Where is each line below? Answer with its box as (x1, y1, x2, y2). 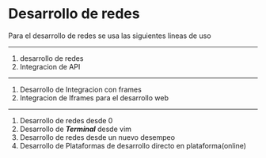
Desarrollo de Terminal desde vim (19, 124, 132, 134)
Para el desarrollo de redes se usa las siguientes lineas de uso (8, 31, 211, 40)
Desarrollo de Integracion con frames (19, 85, 142, 94)
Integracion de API (19, 62, 81, 71)
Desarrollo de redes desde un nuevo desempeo (19, 132, 176, 142)
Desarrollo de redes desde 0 (19, 115, 113, 125)
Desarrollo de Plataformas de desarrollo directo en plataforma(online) (19, 141, 247, 150)
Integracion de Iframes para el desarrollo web (19, 92, 169, 103)
